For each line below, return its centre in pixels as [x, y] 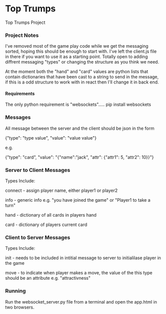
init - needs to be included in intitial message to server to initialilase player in [83, 258]
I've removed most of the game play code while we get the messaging [77, 46]
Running [16, 291]
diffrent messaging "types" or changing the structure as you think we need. [82, 62]
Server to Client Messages [38, 170]
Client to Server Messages [38, 237]
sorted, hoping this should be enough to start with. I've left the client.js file [81, 51]
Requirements [20, 93]
